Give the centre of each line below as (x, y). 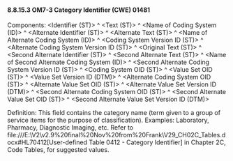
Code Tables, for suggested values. (58, 150)
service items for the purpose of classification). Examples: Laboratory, (108, 120)
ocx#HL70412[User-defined (47, 142)
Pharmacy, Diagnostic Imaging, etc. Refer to (70, 128)
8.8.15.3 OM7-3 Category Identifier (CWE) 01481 (79, 10)
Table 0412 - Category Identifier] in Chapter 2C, (157, 142)
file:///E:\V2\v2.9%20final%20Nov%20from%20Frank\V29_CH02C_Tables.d (116, 135)
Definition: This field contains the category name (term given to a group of (114, 113)
